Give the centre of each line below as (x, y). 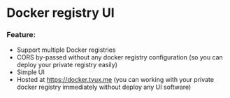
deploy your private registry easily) (67, 65)
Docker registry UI (60, 13)
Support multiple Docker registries (66, 50)
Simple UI (30, 72)
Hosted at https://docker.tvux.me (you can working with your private (115, 80)
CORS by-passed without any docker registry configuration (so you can (120, 57)
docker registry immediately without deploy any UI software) (104, 87)
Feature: (21, 35)
